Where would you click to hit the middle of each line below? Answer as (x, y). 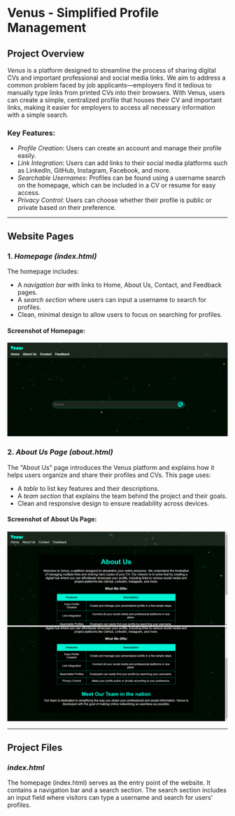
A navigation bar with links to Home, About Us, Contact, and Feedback (119, 285)
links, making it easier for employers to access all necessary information (111, 107)
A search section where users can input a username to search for (112, 299)
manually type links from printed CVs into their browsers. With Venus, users (116, 93)
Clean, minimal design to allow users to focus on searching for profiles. (120, 314)
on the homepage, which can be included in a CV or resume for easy (116, 185)
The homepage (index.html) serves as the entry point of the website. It (109, 783)
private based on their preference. (67, 208)
